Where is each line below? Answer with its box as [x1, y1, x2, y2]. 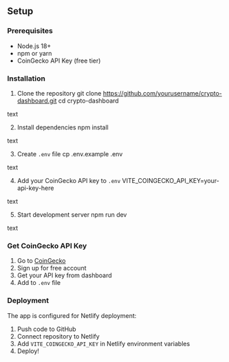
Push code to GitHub [17, 325, 77, 333]
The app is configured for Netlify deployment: [7, 311, 137, 319]
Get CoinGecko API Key [7, 241, 87, 251]
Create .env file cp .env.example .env [17, 149, 123, 158]
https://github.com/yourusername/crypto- [102, 89, 222, 97]
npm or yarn [17, 49, 52, 57]
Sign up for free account [17, 264, 87, 273]
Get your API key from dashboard [17, 271, 112, 279]
